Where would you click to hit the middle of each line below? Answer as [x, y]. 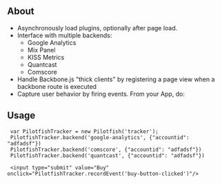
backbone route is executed [57, 86]
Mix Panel [41, 50]
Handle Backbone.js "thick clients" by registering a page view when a [116, 79]
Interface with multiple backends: [64, 35]
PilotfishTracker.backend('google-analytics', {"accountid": [100, 137]
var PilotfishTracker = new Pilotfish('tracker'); [84, 131]
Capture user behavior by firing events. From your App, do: [101, 94]
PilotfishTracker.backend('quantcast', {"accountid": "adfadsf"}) [108, 155]
